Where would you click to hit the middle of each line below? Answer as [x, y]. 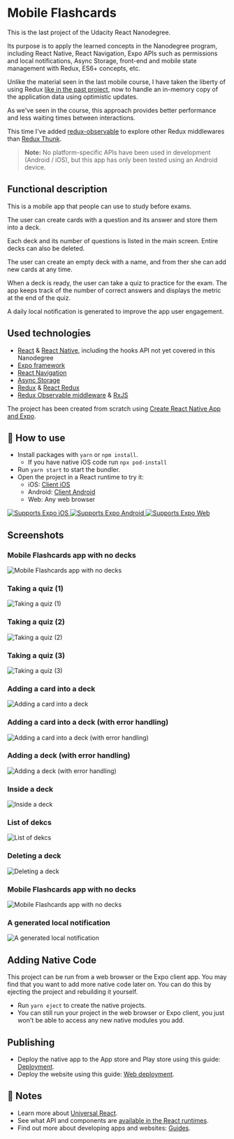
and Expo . [22, 416]
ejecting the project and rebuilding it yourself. [73, 992]
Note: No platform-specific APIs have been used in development [117, 152]
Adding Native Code [52, 960]
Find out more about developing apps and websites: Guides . [104, 1128]
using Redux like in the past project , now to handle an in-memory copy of [113, 89]
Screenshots [36, 535]
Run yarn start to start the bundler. [69, 470]
